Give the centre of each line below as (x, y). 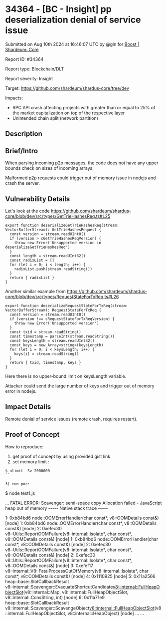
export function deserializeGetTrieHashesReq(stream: (62, 225)
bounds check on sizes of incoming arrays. (49, 168)
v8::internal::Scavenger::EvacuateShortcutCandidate (59, 587)
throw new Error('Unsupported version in (58, 243)
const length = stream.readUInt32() (48, 256)
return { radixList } (32, 278)
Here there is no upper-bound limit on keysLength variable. (66, 376)
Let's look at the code (27, 211)
